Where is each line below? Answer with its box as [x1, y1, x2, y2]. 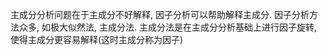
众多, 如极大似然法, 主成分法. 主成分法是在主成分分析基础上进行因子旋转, [18, 21, 317, 33]
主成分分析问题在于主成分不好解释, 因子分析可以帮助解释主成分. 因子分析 [10, 9, 310, 20]
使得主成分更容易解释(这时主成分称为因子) [10, 34, 184, 45]
